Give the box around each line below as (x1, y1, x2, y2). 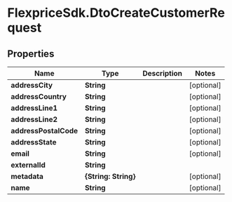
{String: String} (84, 172, 136, 181)
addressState (11, 137, 57, 147)
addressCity (11, 81, 53, 90)
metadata (11, 172, 43, 181)
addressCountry (11, 92, 67, 101)
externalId (11, 160, 46, 170)
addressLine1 (11, 103, 58, 113)
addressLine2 (11, 114, 58, 124)
